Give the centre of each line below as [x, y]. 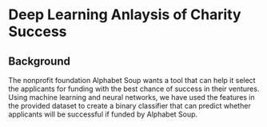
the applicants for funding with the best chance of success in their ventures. [134, 89]
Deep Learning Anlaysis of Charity [125, 15]
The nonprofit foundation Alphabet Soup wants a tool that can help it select [132, 80]
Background [39, 61]
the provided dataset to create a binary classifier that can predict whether [130, 106]
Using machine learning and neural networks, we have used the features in [132, 97]
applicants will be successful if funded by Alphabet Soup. [103, 114]
